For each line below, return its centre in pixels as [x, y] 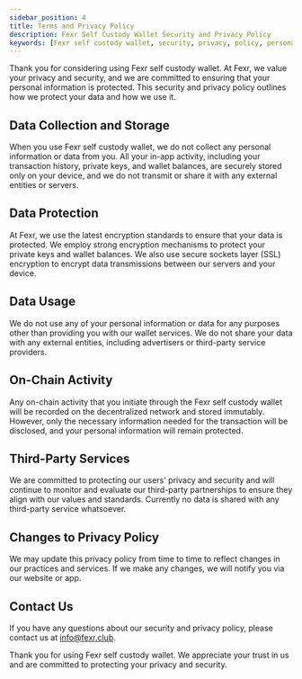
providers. [28, 352]
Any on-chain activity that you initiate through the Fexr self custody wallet [146, 402]
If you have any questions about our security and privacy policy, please [142, 628]
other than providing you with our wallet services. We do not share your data [151, 333]
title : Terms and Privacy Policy [72, 26]
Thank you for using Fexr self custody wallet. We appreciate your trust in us [149, 655]
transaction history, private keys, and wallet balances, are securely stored [146, 166]
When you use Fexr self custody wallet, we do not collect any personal [140, 147]
